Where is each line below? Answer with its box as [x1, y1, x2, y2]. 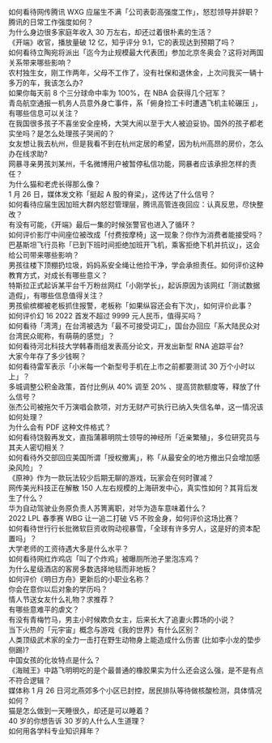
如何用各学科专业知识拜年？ [8, 726, 101, 736]
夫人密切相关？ [15, 442, 66, 452]
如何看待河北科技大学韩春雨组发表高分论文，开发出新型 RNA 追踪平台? [8, 341, 244, 351]
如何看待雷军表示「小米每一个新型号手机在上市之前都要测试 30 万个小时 [8, 361, 249, 371]
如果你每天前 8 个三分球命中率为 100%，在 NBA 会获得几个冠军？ [8, 88, 227, 97]
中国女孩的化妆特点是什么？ [8, 655, 101, 664]
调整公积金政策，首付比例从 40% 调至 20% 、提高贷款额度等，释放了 [22, 382, 254, 391]
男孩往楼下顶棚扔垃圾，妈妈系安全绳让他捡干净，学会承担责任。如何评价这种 [8, 260, 264, 270]
